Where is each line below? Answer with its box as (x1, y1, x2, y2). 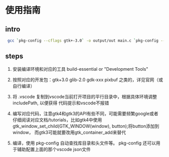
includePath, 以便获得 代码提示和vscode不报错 (12, 100, 109, 106)
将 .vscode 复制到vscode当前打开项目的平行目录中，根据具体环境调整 (12, 93, 157, 99)
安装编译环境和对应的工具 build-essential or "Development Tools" (12, 66, 148, 72)
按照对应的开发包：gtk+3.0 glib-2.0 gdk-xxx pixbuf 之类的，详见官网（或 (12, 76, 163, 83)
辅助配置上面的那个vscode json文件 (17, 146, 91, 152)
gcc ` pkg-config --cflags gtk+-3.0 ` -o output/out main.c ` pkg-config (7, 38, 158, 43)
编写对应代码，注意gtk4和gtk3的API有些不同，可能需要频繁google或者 (12, 110, 158, 116)
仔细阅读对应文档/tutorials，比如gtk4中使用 (12, 116, 102, 123)
